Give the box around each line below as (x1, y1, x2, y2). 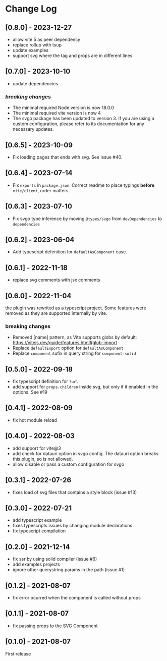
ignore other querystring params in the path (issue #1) (12, 567, 125, 573)
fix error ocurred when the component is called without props (12, 594, 141, 600)
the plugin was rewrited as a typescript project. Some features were (5, 305, 146, 311)
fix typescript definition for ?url (12, 378, 79, 384)
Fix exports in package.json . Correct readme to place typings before (12, 182, 155, 188)
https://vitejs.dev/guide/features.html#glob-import (12, 340, 118, 346)
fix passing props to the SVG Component (12, 623, 98, 629)
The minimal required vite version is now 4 (12, 110, 101, 116)
